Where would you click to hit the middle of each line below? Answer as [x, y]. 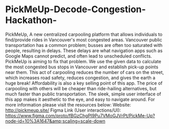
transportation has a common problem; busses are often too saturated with [84, 45]
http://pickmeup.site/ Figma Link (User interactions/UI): [63, 110]
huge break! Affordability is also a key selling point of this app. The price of [84, 83]
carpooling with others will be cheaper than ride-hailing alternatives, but [81, 88]
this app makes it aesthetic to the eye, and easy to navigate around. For [80, 99]
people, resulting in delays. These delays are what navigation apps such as [84, 50]
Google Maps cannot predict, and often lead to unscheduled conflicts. [79, 56]
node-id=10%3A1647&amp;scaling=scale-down [55, 121]
